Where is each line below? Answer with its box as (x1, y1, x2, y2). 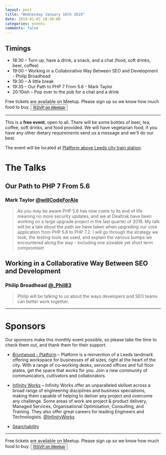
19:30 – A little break (12, 78, 54, 84)
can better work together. (17, 298, 69, 304)
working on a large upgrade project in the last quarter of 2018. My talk (17, 218, 160, 224)
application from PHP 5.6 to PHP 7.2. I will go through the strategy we (17, 229, 159, 235)
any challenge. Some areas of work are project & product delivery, (12, 398, 147, 404)
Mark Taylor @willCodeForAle (5, 196, 79, 203)
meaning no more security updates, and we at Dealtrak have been (17, 213, 152, 219)
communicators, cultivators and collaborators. (12, 373, 106, 379)
